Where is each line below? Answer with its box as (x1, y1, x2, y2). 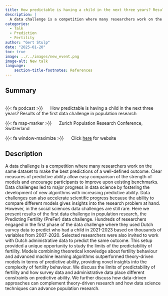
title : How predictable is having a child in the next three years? (5, 7, 151, 13)
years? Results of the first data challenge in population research (5, 110, 136, 116)
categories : (5, 21, 30, 27)
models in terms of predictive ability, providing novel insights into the (5, 258, 147, 264)
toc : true (5, 49, 26, 54)
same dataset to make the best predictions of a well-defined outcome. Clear (5, 168, 162, 174)
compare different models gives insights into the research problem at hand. (5, 200, 160, 206)
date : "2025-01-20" (5, 45, 46, 50)
